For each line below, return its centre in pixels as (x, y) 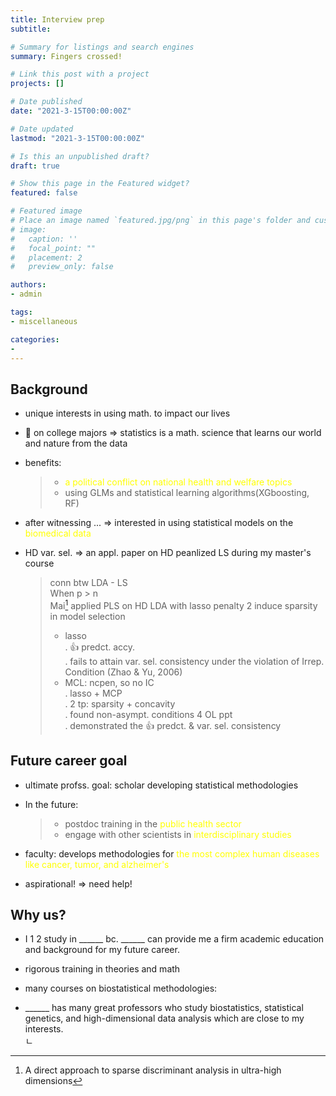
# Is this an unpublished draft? (80, 156)
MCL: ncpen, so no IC (109, 682)
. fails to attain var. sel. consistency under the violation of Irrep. (194, 661)
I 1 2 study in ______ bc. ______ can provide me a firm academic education (174, 939)
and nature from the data (76, 443)
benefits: (43, 463)
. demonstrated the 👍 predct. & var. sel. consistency (173, 725)
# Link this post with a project (80, 74)
